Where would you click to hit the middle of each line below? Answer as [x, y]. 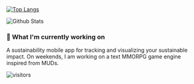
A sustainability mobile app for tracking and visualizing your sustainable [97, 50]
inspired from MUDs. [33, 63]
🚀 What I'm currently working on [56, 37]
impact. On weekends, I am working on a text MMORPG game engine [94, 57]
